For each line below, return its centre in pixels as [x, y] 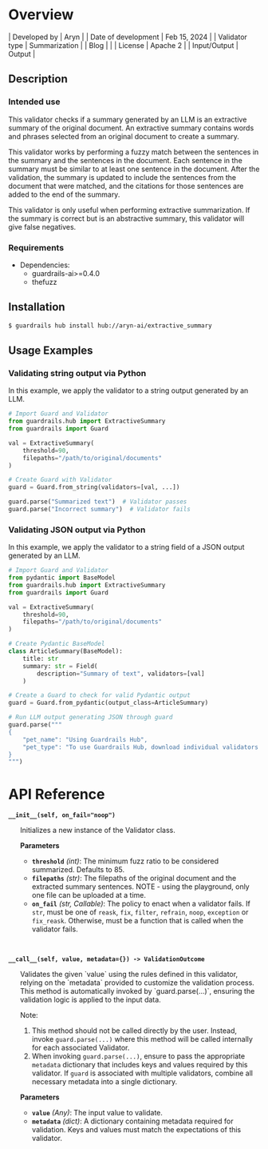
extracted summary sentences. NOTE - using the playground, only [140, 887]
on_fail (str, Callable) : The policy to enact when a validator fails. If [141, 904]
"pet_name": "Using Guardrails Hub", [85, 739]
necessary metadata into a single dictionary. [104, 1082]
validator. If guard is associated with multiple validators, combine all [142, 1073]
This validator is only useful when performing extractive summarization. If [129, 210]
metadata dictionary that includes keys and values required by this [140, 1065]
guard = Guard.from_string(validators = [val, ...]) [94, 487]
